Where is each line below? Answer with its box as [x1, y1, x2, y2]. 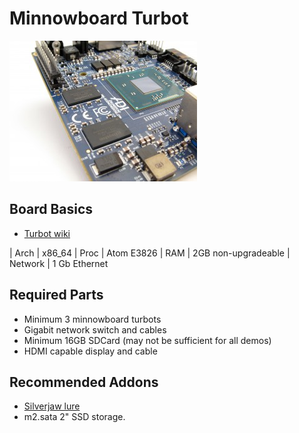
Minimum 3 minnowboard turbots [23, 313, 162, 325]
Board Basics [9, 201, 94, 218]
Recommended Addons [9, 373, 159, 391]
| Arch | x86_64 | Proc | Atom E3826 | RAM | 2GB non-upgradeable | [9, 247, 291, 259]
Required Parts [9, 287, 104, 304]
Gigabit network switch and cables [23, 323, 167, 336]
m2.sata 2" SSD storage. [23, 411, 126, 423]
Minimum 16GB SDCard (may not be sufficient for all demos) [23, 334, 272, 346]
